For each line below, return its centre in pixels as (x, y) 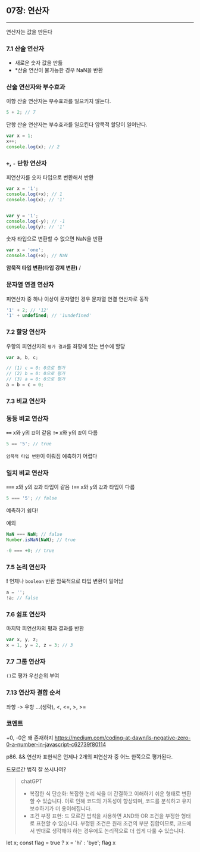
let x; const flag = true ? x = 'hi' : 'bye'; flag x (61, 842)
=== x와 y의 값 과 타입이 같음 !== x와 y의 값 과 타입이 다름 (71, 487)
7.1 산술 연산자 (25, 48)
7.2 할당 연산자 (26, 332)
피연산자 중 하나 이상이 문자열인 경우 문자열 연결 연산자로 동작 (78, 299)
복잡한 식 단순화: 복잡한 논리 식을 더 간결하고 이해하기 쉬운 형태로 (105, 793)
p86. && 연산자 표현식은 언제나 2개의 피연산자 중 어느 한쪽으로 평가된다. (90, 756)
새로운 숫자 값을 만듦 (39, 63)
